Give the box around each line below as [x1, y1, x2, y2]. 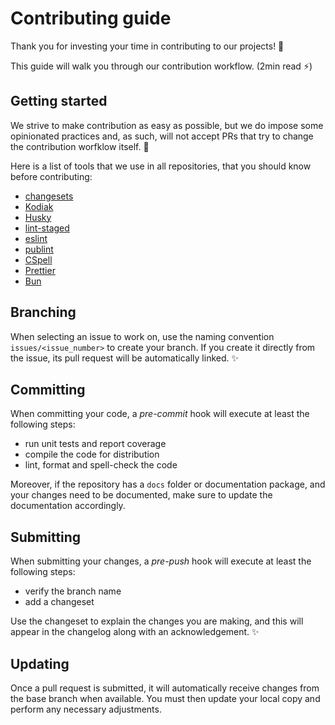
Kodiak [24, 200, 54, 212]
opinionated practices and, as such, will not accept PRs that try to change [10, 130, 314, 142]
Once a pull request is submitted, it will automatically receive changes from [10, 682, 320, 694]
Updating [10, 655, 70, 672]
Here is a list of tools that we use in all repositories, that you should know [10, 160, 312, 172]
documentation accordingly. [10, 500, 126, 512]
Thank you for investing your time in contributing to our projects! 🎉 [10, 40, 285, 52]
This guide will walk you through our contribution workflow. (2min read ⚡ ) [10, 60, 313, 72]
